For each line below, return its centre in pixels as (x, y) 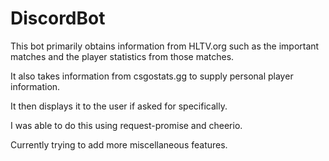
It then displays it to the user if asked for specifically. (119, 106)
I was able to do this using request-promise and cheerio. (126, 125)
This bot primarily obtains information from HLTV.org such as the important (165, 46)
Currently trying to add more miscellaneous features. (119, 144)
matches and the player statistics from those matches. (122, 56)
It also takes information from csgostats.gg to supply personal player (152, 76)
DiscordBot (58, 18)
